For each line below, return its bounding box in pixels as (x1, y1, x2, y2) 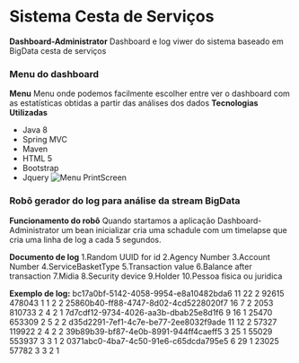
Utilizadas (9, 108, 48, 118)
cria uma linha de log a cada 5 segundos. (9, 234, 162, 245)
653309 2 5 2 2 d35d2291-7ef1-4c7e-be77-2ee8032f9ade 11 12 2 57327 (9, 316, 277, 327)
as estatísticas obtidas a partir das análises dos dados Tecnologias (9, 98, 259, 108)
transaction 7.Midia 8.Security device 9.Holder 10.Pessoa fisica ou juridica (9, 271, 283, 281)
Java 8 (22, 125, 48, 135)
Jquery (22, 172, 49, 183)
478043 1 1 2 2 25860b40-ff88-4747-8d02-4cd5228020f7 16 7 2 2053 (9, 298, 274, 308)
